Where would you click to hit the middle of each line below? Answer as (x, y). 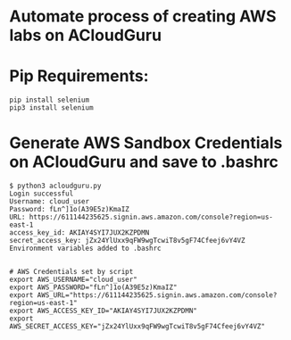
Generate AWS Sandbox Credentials (146, 143)
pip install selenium (50, 100)
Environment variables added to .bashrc (86, 249)
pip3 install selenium (51, 108)
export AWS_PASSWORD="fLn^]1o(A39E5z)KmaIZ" (93, 287)
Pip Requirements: (79, 76)
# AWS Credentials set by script (71, 272)
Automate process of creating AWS (143, 17)
